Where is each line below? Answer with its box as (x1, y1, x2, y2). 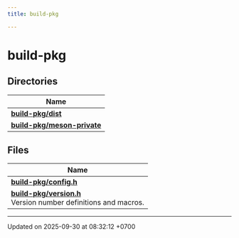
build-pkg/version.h (11, 189, 82, 199)
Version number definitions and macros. (11, 198, 144, 207)
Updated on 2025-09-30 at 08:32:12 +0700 (7, 222, 136, 231)
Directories (7, 75, 58, 87)
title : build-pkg (7, 10, 59, 18)
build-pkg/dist (11, 108, 62, 118)
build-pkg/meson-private (11, 120, 102, 130)
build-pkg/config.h (11, 177, 78, 187)
